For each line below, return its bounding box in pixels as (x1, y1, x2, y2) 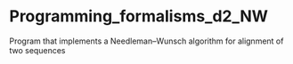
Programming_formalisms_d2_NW (9, 6, 269, 27)
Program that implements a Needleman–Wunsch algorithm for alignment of (9, 36, 284, 46)
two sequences (9, 44, 66, 55)
